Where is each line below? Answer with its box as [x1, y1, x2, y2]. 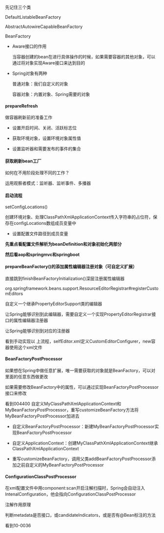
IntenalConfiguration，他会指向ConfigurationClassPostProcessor [5, 491, 136, 497]
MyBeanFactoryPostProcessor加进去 [5, 413, 80, 419]
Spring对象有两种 [12, 70, 47, 76]
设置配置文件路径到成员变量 [12, 230, 69, 236]
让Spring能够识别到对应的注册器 [5, 328, 70, 334]
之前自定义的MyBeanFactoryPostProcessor [16, 462, 104, 468]
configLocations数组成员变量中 [13, 220, 77, 226]
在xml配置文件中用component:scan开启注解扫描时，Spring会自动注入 [5, 485, 145, 491]
